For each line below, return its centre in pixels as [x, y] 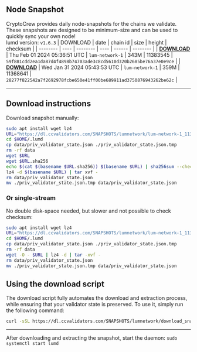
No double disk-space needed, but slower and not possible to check [89, 211]
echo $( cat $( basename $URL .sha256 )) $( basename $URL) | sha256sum [90, 166]
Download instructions [49, 104]
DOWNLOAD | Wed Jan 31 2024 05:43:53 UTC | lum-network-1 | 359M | [93, 67]
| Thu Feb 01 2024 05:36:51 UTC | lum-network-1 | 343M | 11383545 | [89, 54]
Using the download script [55, 284]
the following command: [35, 310]
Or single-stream [31, 198]
